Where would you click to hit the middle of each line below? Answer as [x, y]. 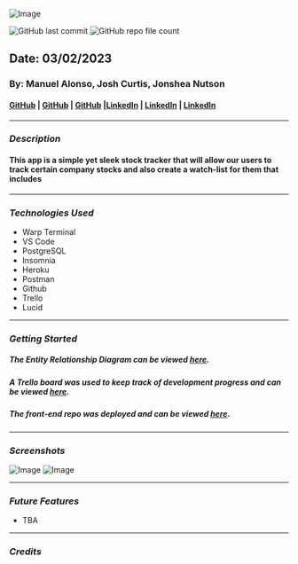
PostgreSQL [44, 251]
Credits [25, 552]
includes [26, 179]
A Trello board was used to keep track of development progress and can [145, 382]
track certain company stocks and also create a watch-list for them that [144, 169]
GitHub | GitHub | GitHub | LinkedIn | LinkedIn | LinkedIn [113, 105]
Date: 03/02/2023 [61, 59]
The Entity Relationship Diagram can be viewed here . [110, 360]
